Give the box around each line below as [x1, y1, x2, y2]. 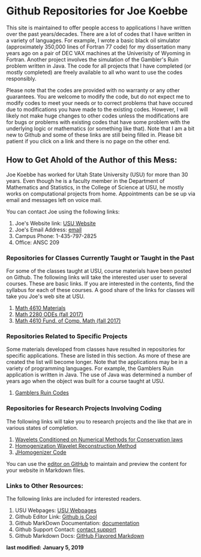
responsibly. [6, 75, 37, 82]
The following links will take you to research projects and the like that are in [6, 418, 192, 425]
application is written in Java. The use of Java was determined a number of [6, 371, 193, 378]
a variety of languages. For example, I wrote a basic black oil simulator [6, 37, 181, 44]
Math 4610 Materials [14, 305, 66, 312]
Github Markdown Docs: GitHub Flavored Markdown [14, 532, 145, 539]
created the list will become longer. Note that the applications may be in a [6, 359, 188, 366]
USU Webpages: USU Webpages [14, 507, 97, 514]
